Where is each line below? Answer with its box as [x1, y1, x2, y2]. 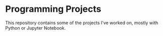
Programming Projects [5, 3, 101, 15]
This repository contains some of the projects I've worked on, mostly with [5, 20, 158, 26]
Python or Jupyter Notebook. [5, 25, 66, 31]
